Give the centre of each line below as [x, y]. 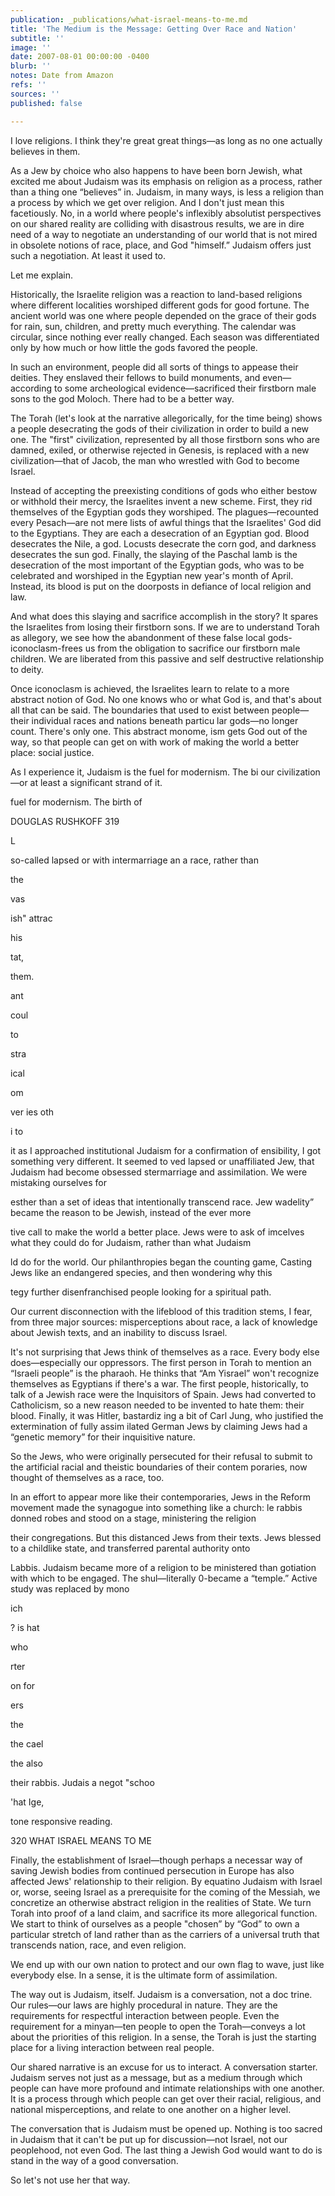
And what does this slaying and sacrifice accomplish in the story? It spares [164, 616]
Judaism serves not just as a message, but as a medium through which [156, 2077]
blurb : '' [31, 66]
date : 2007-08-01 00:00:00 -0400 [80, 57]
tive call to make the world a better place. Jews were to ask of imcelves [157, 1232]
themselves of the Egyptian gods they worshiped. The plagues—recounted [164, 512]
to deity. [27, 669]
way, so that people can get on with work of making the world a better [155, 742]
